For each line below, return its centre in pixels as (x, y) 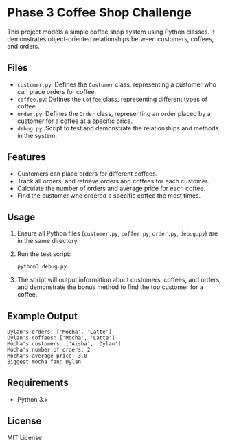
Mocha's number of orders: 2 (49, 350)
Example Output (42, 316)
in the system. (37, 135)
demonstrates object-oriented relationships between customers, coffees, (111, 38)
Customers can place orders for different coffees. (87, 174)
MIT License (25, 437)
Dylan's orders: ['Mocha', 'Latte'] (59, 332)
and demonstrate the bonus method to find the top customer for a (110, 287)
